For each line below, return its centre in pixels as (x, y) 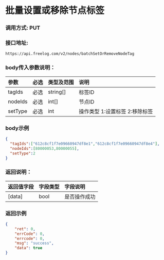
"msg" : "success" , (34, 243)
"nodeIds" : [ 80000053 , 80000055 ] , (45, 148)
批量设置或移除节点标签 (55, 11)
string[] (57, 92)
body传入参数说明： (30, 68)
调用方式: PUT (23, 28)
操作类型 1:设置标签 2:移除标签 (116, 111)
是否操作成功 (80, 196)
